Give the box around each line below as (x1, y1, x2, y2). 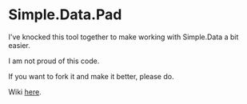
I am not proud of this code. (8, 56, 100, 66)
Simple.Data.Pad (8, 6, 122, 24)
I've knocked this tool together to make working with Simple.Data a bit (8, 32, 239, 42)
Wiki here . (8, 86, 42, 97)
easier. (8, 40, 30, 50)
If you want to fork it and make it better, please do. (8, 71, 174, 81)
